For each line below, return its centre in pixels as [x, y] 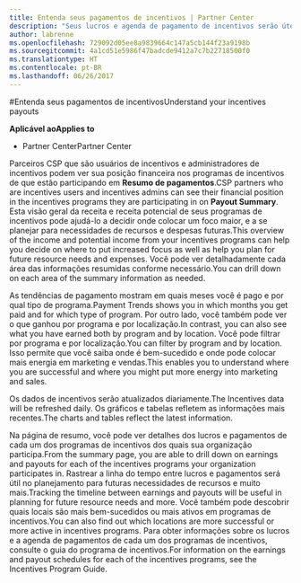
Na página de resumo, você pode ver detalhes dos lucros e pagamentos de [148, 435]
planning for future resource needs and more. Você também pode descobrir [149, 502]
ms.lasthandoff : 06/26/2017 [62, 76]
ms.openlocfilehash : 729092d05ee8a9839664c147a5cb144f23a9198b [130, 43]
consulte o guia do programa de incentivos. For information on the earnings [148, 550]
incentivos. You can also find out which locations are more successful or [142, 521]
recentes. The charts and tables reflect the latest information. [121, 418]
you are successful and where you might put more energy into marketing [144, 371]
